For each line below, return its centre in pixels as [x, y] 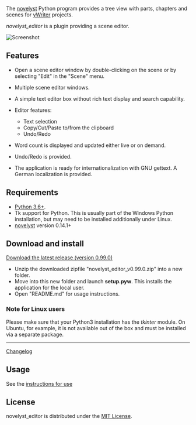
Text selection [40, 121]
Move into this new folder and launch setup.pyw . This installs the [93, 282]
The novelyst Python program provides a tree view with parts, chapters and [97, 8]
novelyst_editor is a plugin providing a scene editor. [68, 26]
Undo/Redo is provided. [43, 156]
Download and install [45, 244]
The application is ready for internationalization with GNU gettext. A [96, 168]
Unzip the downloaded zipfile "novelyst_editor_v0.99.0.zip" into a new [98, 269]
